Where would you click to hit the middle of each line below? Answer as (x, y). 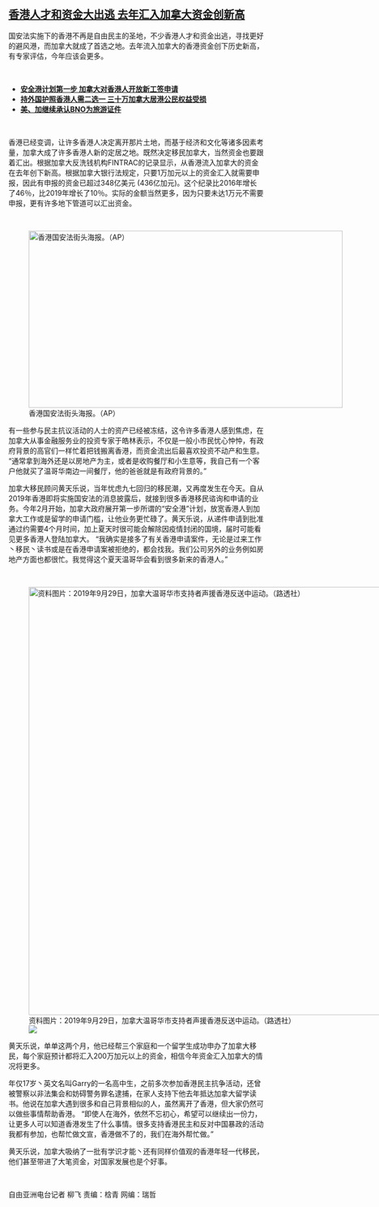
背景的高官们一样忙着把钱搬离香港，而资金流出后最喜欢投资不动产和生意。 (139, 450)
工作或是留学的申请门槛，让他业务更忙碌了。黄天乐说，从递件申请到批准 (143, 519)
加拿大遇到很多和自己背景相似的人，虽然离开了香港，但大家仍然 (150, 1103)
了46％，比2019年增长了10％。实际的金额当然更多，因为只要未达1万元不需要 (136, 192)
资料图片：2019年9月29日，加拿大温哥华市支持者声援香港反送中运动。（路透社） (162, 1020)
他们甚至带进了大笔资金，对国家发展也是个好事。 (90, 1161)
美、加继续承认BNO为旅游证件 (70, 109)
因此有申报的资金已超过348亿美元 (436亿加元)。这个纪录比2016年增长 (140, 183)
